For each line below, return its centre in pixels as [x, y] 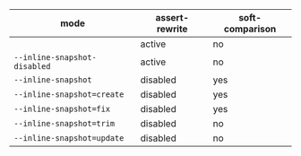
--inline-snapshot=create [69, 95]
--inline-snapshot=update [69, 138]
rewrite [172, 29]
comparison [250, 29]
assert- [172, 17]
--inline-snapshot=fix [62, 109]
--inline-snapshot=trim [64, 123]
